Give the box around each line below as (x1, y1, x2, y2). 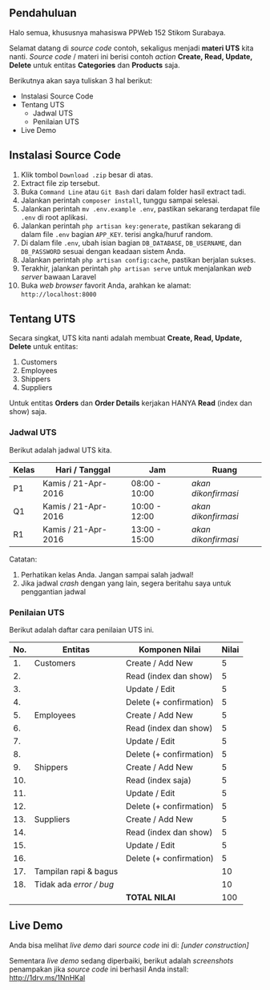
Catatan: (9, 554, 38, 564)
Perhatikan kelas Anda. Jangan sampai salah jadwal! (20, 569, 195, 579)
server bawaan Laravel (20, 272, 97, 281)
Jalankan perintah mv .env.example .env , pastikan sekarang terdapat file (20, 203, 260, 213)
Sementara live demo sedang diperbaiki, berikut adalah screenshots (9, 956, 234, 965)
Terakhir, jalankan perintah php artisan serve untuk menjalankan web (20, 264, 252, 273)
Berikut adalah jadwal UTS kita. (9, 445, 112, 455)
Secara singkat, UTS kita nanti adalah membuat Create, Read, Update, (9, 333, 243, 343)
